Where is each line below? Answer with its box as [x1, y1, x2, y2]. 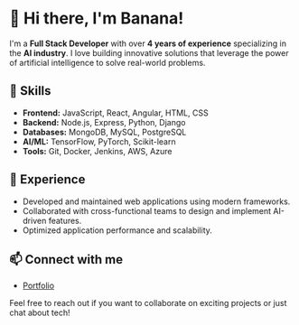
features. [48, 215, 82, 226]
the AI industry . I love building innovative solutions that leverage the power [9, 47, 289, 58]
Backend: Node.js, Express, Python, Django [22, 116, 186, 127]
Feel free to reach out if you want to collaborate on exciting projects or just [9, 298, 287, 309]
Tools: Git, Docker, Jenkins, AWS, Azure [22, 145, 173, 156]
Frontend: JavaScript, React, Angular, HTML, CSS [22, 107, 210, 118]
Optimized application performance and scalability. [22, 225, 212, 236]
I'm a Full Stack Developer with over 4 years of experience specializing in [9, 38, 287, 49]
